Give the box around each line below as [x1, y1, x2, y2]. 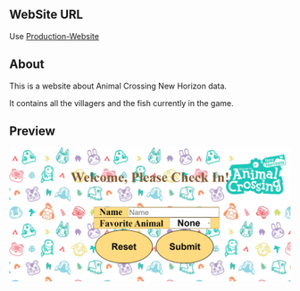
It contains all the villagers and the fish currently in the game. [9, 97, 234, 108]
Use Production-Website [9, 30, 100, 41]
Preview [9, 124, 56, 139]
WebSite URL [9, 7, 83, 22]
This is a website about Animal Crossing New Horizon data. [9, 80, 228, 91]
